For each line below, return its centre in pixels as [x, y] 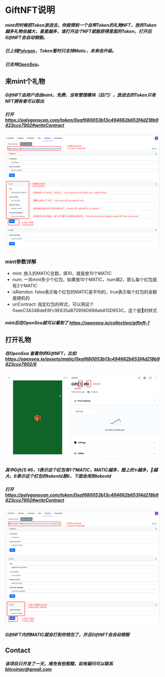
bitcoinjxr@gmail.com [29, 669]
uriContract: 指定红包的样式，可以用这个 [53, 304]
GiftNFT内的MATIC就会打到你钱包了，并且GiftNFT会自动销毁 [67, 634]
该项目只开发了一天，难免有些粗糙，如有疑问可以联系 [59, 664]
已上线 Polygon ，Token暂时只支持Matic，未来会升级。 [61, 51]
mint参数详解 [21, 262]
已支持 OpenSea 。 [23, 64]
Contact [18, 651]
